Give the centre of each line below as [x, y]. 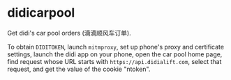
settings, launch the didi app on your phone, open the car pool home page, [115, 54]
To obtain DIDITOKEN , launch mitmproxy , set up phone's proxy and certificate [116, 47]
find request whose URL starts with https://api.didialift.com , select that [114, 61]
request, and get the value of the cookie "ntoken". [79, 69]
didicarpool [41, 13]
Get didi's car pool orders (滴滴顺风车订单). [69, 33]
